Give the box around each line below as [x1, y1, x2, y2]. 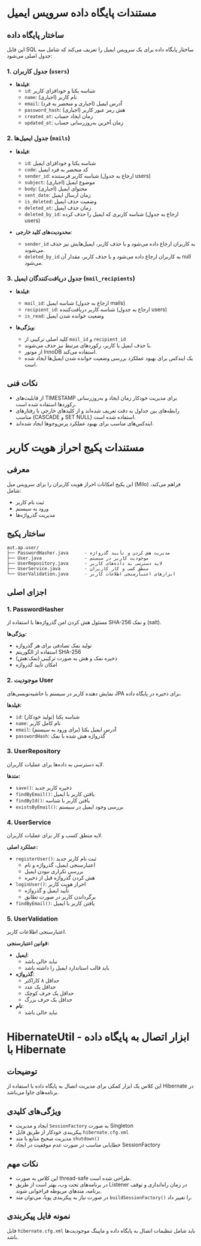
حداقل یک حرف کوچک [24, 990, 74, 997]
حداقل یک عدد [24, 983, 56, 990]
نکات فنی [7, 378, 38, 388]
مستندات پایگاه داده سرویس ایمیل [7, 6, 157, 20]
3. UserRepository [7, 747, 61, 756]
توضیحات [7, 1066, 38, 1077]
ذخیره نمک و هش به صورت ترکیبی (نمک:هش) [15, 655, 117, 662]
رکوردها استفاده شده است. [15, 400, 77, 408]
